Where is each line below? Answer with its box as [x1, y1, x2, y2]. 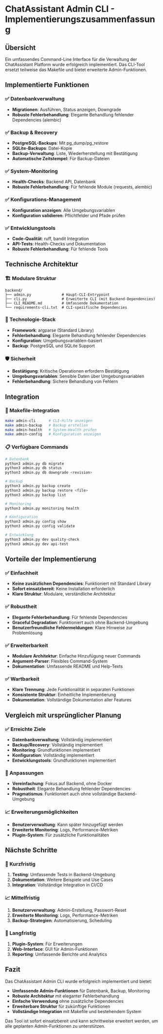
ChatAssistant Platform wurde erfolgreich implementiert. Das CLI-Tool [5, 62, 145, 67]
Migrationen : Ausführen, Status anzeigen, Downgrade [12, 106, 122, 113]
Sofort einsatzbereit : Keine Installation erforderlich [12, 586, 115, 592]
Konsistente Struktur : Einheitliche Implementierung [12, 692, 116, 697]
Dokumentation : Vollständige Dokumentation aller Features [12, 697, 132, 703]
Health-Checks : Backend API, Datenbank [12, 179, 96, 185]
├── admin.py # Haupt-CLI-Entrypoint [5, 292, 110, 297]
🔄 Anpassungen [5, 770, 44, 776]
